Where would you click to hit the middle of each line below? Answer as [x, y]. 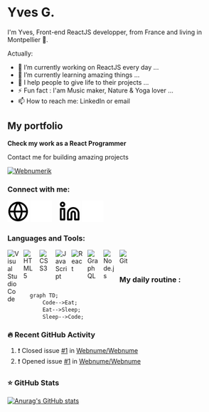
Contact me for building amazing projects [68, 157]
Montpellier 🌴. [28, 39]
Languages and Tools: [46, 238]
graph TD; [44, 295]
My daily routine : [150, 280]
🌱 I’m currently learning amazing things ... [79, 75]
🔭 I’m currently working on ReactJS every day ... [88, 67]
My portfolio [35, 126]
